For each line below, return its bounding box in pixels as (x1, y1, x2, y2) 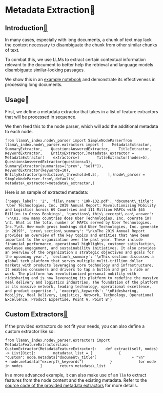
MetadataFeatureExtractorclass (5, 342, 69, 347)
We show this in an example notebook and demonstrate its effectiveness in (5, 77, 156, 82)
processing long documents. (5, 82, 62, 87)
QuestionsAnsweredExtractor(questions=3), (5, 159, 93, 164)
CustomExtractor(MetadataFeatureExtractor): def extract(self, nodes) (5, 346, 159, 351)
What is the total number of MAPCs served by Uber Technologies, (16, 220, 152, 225)
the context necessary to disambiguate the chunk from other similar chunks (5, 42, 157, 48)
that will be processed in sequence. (5, 114, 77, 120)
